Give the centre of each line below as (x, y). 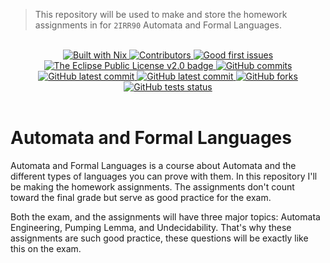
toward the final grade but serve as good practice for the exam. (141, 197)
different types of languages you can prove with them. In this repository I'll (164, 176)
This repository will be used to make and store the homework (161, 14)
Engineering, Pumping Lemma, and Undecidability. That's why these (151, 227)
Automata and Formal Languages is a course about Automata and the (153, 165)
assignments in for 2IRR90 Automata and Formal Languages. (158, 25)
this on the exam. (46, 248)
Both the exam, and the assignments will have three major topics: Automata (165, 216)
